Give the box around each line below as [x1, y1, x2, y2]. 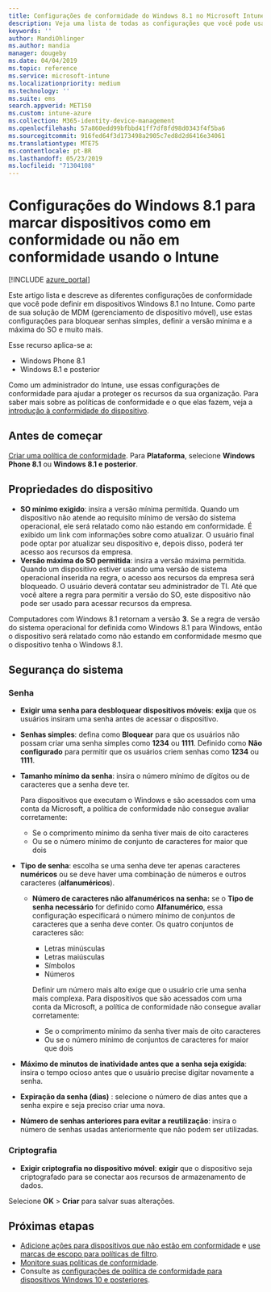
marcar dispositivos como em [8, 214, 211, 232]
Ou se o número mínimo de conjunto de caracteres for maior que [31, 837, 248, 847]
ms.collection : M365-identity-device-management [8, 117, 175, 125]
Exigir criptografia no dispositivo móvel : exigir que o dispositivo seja [19, 1163, 252, 1173]
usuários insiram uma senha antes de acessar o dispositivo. [19, 714, 219, 724]
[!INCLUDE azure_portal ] [8, 275, 90, 285]
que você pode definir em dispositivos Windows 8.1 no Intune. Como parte [8, 299, 256, 309]
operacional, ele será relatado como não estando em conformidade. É [19, 521, 252, 531]
